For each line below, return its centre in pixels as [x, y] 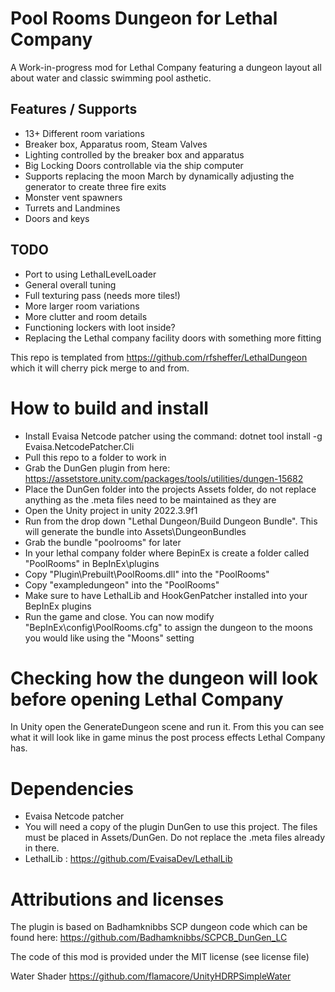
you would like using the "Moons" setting [109, 638]
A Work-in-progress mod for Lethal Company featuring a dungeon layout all [166, 67]
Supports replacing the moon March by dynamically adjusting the [159, 176]
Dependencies [72, 788]
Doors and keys [57, 218]
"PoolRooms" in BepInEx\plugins [92, 563]
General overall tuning [70, 284]
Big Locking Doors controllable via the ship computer [134, 165]
